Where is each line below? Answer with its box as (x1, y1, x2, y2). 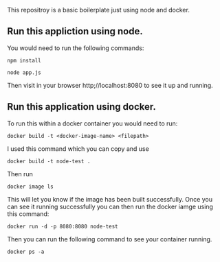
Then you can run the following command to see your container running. (7, 235, 212, 243)
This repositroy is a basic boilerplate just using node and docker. (7, 6, 190, 14)
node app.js (7, 69, 41, 76)
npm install (7, 57, 41, 64)
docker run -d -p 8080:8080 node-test (7, 223, 118, 230)
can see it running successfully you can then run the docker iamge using (7, 202, 213, 211)
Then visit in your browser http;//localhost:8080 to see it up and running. (7, 81, 213, 89)
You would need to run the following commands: (7, 44, 144, 52)
